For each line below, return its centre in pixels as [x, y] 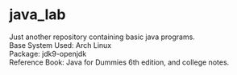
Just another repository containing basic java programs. [102, 37]
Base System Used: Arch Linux [60, 45]
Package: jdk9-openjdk [48, 53]
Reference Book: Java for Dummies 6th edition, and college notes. [119, 62]
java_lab [37, 15]
